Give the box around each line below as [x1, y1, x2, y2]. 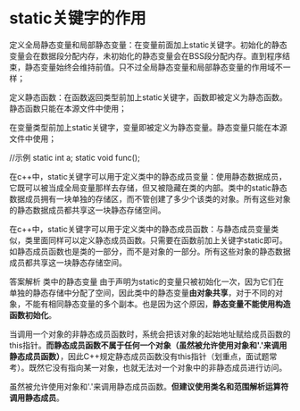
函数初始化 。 [9, 309, 56, 320]
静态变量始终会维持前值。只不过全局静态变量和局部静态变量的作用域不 [24, 62, 283, 72]
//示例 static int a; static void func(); [9, 152, 140, 163]
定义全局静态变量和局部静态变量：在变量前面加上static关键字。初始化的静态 [9, 39, 287, 50]
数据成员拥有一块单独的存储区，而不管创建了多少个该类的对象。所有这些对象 [9, 193, 291, 204]
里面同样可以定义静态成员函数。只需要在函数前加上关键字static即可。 [32, 234, 287, 246]
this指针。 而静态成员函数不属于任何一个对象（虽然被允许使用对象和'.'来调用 [9, 340, 287, 350]
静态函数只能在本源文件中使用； [9, 103, 127, 113]
